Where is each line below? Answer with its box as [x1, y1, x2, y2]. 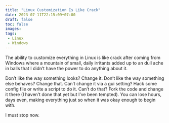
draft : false [5, 17, 33, 22]
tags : [5, 31, 17, 36]
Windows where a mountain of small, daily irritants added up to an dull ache [5, 59, 163, 66]
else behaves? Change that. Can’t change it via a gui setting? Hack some [5, 80, 157, 86]
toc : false [5, 21, 28, 27]
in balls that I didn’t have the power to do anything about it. [5, 65, 128, 71]
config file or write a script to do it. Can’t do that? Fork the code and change [5, 86, 163, 92]
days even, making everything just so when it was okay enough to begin [5, 97, 156, 103]
